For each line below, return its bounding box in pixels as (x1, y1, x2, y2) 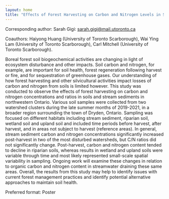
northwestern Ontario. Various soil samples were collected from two (5, 99, 146, 105)
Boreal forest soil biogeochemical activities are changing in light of (5, 56, 143, 62)
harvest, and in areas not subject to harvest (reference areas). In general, (5, 125, 157, 131)
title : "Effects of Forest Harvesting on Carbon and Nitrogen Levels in (5, 12, 161, 17)
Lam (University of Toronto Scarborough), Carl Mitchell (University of (5, 41, 148, 47)
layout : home (5, 7, 33, 13)
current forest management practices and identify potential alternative (5, 174, 151, 180)
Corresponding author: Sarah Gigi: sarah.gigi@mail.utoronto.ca (5, 26, 136, 32)
